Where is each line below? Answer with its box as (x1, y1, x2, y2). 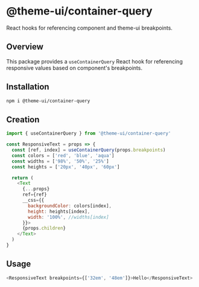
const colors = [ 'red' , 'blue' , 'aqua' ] (11, 152, 115, 158)
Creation (6, 114, 40, 124)
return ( (11, 175, 34, 181)
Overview (6, 42, 44, 52)
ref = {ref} (22, 192, 47, 198)
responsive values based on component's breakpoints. (6, 64, 143, 71)
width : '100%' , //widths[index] (28, 214, 110, 220)
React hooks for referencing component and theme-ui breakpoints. (6, 24, 173, 31)
